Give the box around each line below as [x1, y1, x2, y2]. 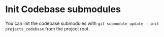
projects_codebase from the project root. [5, 25, 90, 31]
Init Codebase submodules [5, 4, 121, 15]
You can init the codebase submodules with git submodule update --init [5, 20, 159, 26]
